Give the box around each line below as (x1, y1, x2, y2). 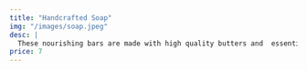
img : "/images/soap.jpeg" (9, 22, 108, 31)
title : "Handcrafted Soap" (9, 13, 112, 23)
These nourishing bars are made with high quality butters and (17, 38, 263, 48)
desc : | (9, 30, 39, 39)
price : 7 (9, 47, 43, 56)
